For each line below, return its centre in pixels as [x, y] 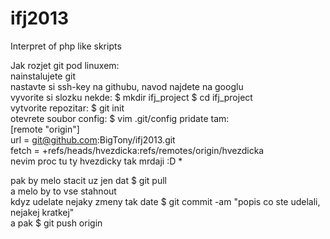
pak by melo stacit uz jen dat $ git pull [88, 180]
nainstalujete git [43, 76]
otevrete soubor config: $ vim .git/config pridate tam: [120, 118]
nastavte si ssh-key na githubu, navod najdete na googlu [127, 86]
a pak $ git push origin [56, 223]
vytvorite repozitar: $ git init [67, 108]
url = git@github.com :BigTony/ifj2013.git [93, 139]
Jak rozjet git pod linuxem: [65, 65]
